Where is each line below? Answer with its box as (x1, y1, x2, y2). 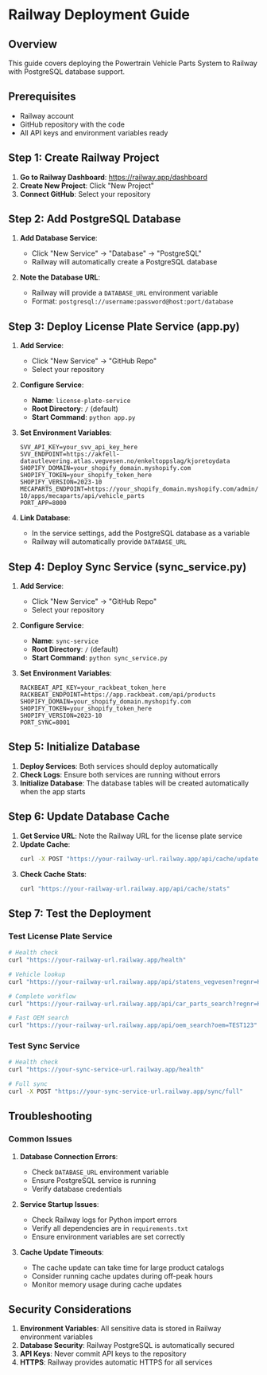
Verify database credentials (31, 1184, 122, 1193)
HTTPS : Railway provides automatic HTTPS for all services (19, 1357, 213, 1367)
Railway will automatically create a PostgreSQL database (31, 257, 218, 267)
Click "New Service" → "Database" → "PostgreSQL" (31, 249, 203, 258)
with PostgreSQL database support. (8, 67, 126, 76)
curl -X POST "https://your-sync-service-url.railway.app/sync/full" (8, 1087, 244, 1096)
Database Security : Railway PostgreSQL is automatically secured (19, 1341, 234, 1350)
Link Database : (19, 513, 71, 523)
